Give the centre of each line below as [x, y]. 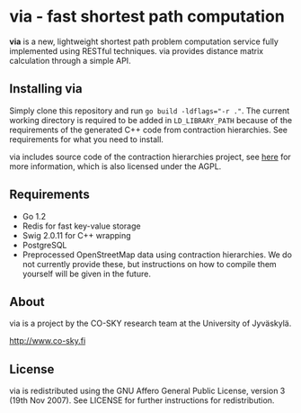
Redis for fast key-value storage [81, 226]
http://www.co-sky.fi [48, 341]
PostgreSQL [44, 245]
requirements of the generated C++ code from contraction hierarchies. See [149, 130]
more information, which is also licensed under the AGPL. [115, 166]
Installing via [46, 89]
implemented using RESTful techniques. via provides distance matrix [137, 50]
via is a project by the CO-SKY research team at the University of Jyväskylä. [150, 323]
